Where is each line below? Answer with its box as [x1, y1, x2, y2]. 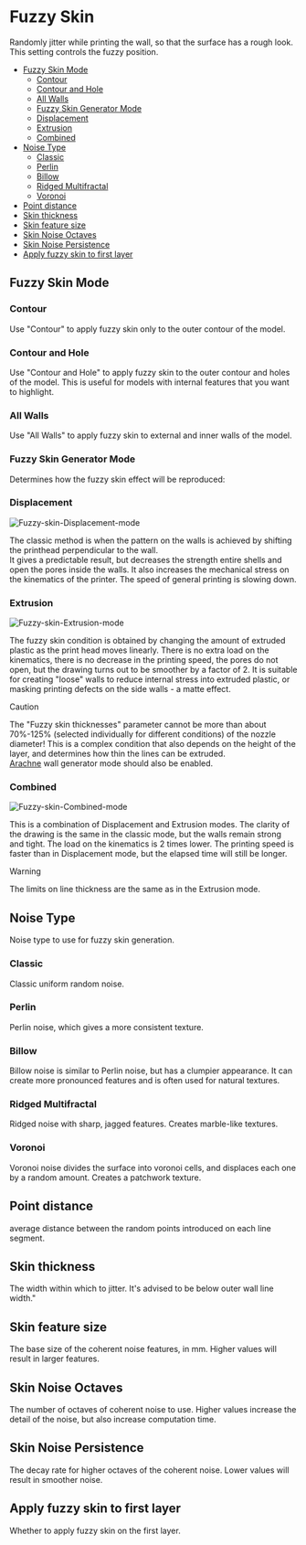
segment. [9, 1232, 46, 1243]
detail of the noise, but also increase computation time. [9, 1413, 216, 1424]
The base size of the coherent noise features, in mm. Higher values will [9, 1344, 277, 1355]
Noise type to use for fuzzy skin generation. [9, 934, 175, 945]
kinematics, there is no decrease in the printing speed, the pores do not [9, 655, 279, 666]
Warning [9, 866, 41, 877]
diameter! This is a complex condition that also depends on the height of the [9, 739, 297, 750]
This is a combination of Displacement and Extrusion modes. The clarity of [9, 819, 290, 830]
